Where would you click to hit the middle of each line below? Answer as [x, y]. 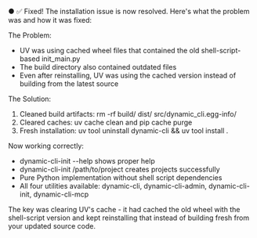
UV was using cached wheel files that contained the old [109, 50]
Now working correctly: [46, 146]
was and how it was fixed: [50, 20]
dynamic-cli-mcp [61, 194]
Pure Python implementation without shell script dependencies [121, 178]
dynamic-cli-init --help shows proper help [87, 161]
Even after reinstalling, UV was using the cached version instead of [128, 75]
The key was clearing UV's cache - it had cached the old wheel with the [124, 209]
